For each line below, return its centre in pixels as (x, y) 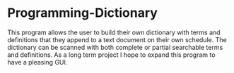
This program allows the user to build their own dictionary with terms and (114, 32)
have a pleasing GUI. (37, 62)
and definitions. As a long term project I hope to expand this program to (111, 55)
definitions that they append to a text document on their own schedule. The (117, 39)
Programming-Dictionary (82, 13)
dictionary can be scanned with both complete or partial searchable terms (115, 47)
